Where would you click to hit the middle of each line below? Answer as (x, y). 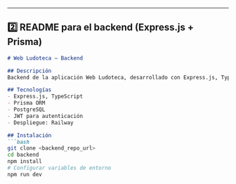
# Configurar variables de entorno (59, 168)
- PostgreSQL (26, 110)
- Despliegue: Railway (40, 123)
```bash (19, 142)
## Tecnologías (29, 90)
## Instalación (29, 135)
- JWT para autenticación (45, 116)
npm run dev (25, 174)
